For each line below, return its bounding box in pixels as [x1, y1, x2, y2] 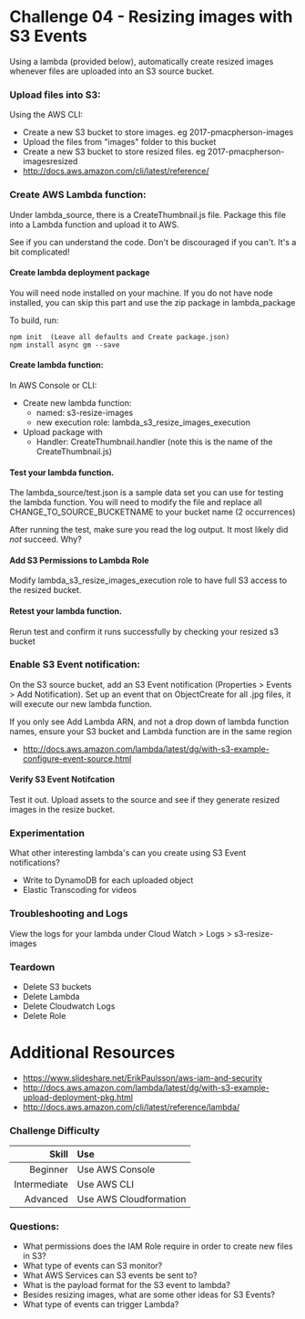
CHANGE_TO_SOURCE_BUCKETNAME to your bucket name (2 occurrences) [9, 506, 296, 517]
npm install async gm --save [9, 340, 120, 349]
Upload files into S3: [9, 88, 101, 101]
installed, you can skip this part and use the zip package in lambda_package [9, 296, 296, 307]
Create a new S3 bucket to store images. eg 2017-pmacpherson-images [22, 127, 294, 138]
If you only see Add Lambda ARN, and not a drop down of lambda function [9, 716, 290, 727]
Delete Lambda [22, 991, 80, 1002]
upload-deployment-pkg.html [22, 1092, 134, 1103]
